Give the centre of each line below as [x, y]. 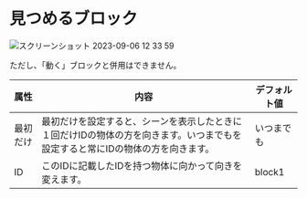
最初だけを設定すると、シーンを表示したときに [142, 121]
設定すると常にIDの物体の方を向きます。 [128, 149]
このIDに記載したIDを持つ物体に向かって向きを [142, 165]
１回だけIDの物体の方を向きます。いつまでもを [142, 135]
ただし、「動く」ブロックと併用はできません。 [95, 65]
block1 [270, 172]
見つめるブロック [74, 19]
